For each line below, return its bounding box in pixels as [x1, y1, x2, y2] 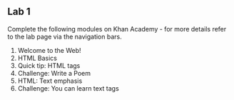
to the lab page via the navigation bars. [7, 32, 123, 41]
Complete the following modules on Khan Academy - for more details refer [7, 24, 227, 33]
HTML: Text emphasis [17, 76, 83, 85]
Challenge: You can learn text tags [17, 84, 119, 92]
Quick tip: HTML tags [17, 61, 81, 70]
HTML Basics [17, 54, 57, 62]
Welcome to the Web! [17, 46, 81, 54]
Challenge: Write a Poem [17, 69, 91, 77]
